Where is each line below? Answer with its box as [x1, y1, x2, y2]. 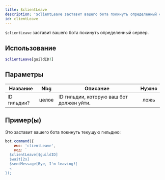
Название [9, 85, 33, 92]
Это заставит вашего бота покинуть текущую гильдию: [5, 129, 121, 135]
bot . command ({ [5, 138, 34, 144]
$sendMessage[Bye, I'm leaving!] [9, 161, 78, 167]
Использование [5, 44, 56, 52]
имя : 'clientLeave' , [14, 143, 56, 148]
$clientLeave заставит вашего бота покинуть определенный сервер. [5, 30, 149, 36]
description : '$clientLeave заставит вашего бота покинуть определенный [5, 12, 157, 17]
